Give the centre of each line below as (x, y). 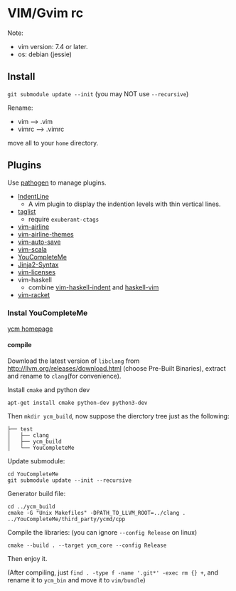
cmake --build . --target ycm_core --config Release (87, 546)
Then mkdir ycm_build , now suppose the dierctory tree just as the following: (118, 416)
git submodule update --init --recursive (70, 480)
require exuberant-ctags (64, 219)
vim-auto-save (39, 242)
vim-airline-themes (45, 234)
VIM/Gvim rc (45, 13)
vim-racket (33, 294)
